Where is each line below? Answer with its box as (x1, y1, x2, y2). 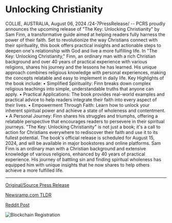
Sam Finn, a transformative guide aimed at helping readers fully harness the (5, 31, 165, 37)
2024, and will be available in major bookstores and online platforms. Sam (5, 140, 161, 146)
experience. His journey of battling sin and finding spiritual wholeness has (5, 156, 161, 162)
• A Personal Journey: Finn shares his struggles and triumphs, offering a (5, 113, 158, 119)
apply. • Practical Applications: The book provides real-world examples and (5, 91, 165, 97)
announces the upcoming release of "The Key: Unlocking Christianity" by (5, 26, 160, 32)
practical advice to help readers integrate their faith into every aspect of (5, 96, 157, 103)
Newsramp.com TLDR (5, 192, 52, 198)
